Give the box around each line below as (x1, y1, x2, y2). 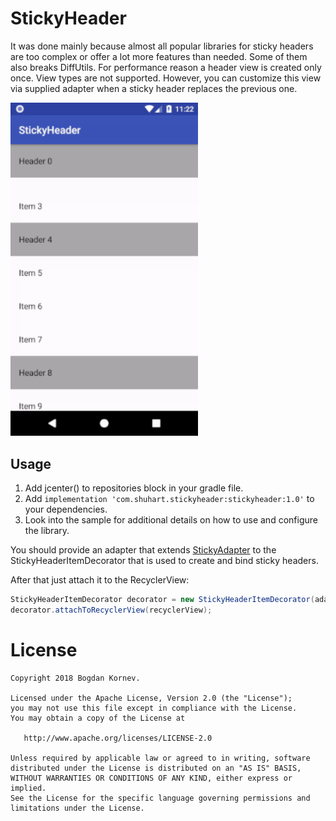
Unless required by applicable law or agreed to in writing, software (10, 753, 311, 763)
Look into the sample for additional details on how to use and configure (24, 514, 318, 526)
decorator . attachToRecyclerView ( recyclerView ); (10, 605, 213, 615)
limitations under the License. (10, 803, 145, 813)
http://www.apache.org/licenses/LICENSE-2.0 (23, 733, 213, 743)
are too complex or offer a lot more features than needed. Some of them (10, 50, 308, 62)
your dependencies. (24, 503, 108, 516)
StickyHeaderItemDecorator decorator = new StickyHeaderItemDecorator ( (10, 595, 315, 605)
